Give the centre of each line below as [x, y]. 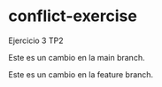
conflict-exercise [73, 16]
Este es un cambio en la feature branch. [81, 74]
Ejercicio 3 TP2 [36, 40]
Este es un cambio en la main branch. [77, 57]
